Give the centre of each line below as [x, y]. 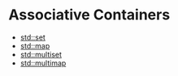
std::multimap [43, 63]
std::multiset [41, 54]
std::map [35, 45]
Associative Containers [89, 15]
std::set [33, 37]
